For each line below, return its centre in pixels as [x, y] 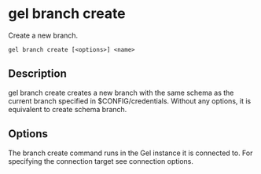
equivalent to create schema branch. [68, 109]
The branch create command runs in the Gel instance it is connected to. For [130, 153]
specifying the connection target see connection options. [101, 161]
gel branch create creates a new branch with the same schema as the [121, 92]
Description [37, 74]
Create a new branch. [43, 35]
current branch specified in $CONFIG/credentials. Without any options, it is [130, 101]
